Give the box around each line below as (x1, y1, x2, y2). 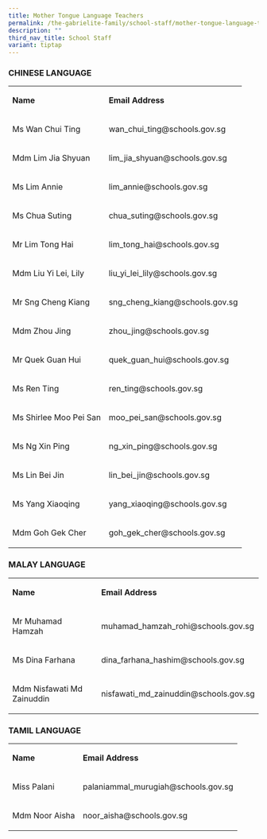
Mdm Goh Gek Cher (12, 527, 87, 538)
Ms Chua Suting (12, 210, 72, 221)
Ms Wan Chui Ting (12, 124, 81, 135)
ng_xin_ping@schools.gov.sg (108, 441, 218, 452)
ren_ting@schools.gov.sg (108, 383, 203, 394)
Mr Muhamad (12, 616, 62, 627)
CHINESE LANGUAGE (8, 68, 92, 79)
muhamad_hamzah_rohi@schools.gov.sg (100, 620, 254, 631)
